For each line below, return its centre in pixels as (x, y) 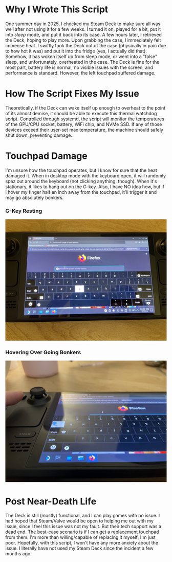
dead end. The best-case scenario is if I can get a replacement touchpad (82, 532)
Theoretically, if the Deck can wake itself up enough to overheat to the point (85, 108)
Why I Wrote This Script (57, 10)
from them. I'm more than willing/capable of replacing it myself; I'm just (81, 537)
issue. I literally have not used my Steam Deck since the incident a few (79, 548)
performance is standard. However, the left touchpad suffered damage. (80, 72)
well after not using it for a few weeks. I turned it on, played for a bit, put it (83, 29)
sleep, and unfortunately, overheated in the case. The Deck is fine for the (82, 62)
